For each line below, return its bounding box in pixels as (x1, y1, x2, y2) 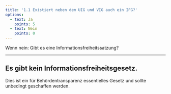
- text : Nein (10, 26, 38, 31)
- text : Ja (10, 17, 33, 22)
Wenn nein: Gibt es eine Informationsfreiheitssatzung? (5, 45, 119, 51)
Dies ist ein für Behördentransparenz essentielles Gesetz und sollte (5, 77, 147, 83)
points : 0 (14, 31, 36, 36)
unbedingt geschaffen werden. (5, 83, 70, 89)
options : (5, 12, 24, 17)
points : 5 (14, 21, 36, 27)
